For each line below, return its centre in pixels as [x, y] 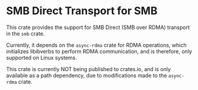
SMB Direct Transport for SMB [82, 11]
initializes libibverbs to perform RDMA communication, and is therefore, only [99, 51]
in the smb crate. [25, 33]
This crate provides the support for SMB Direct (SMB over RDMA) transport [98, 27]
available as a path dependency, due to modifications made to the [87, 75]
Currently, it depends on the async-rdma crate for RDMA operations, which [96, 45]
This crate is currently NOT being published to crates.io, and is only [88, 69]
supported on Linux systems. [41, 57]
